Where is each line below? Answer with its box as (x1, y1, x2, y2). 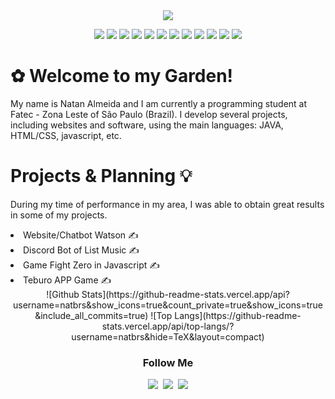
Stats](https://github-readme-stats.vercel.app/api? (81, 288, 290, 300)
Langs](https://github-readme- (174, 309, 302, 321)
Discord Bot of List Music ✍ (23, 244, 140, 256)
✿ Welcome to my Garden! (10, 65, 234, 88)
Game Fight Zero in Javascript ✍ (23, 259, 160, 271)
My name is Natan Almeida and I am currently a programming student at (10, 97, 308, 109)
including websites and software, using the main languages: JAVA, (10, 119, 284, 131)
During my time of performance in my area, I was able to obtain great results (10, 198, 325, 210)
